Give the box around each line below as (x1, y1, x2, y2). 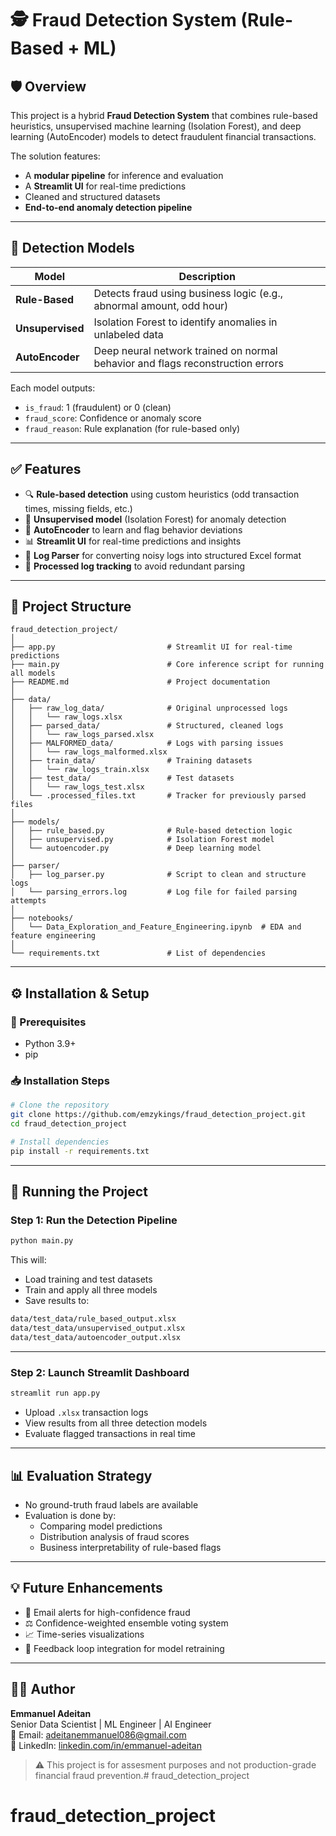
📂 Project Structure (10, 598, 132, 616)
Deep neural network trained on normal (93, 343, 278, 357)
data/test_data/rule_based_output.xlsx (10, 1314, 177, 1324)
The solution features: (10, 150, 101, 162)
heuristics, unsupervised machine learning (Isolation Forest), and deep (10, 120, 302, 132)
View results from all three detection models (24, 1417, 208, 1429)
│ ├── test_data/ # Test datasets (10, 773, 235, 784)
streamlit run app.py (10, 1388, 101, 1399)
